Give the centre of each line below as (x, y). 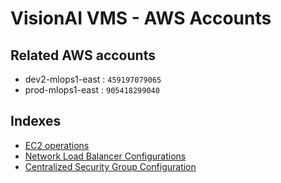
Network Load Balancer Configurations (105, 156)
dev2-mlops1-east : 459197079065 (93, 79)
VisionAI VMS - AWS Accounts (141, 18)
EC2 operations (57, 145)
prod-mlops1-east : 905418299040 (92, 90)
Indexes (36, 121)
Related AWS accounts (83, 55)
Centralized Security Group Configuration (110, 166)
